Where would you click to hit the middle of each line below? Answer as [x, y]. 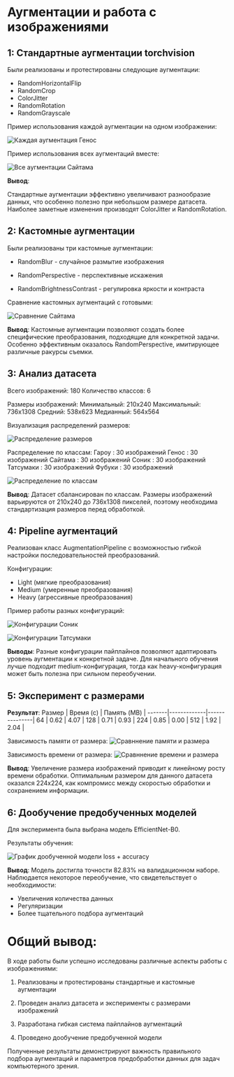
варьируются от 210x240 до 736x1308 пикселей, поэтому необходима [112, 502]
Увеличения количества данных [65, 899]
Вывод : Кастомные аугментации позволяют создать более [96, 329]
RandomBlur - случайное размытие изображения [90, 261]
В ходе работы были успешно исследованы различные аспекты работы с [117, 961]
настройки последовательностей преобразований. [84, 555]
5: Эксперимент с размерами [76, 696]
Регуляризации [40, 906]
